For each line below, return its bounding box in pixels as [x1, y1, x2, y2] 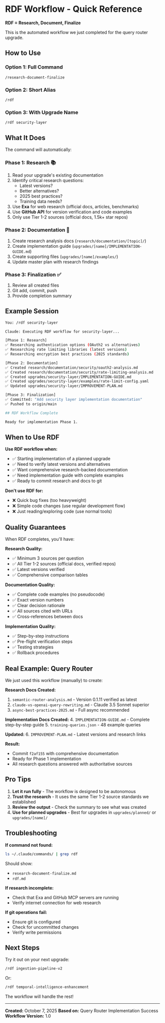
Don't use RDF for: [5, 488, 43, 494]
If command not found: [5, 842, 53, 848]
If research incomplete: [5, 885, 54, 891]
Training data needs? [19, 198, 62, 204]
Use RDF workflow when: [5, 446, 58, 452]
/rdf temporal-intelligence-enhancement [5, 985, 89, 990]
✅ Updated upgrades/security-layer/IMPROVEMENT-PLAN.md [5, 383, 123, 388]
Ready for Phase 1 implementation [12, 756, 82, 762]
